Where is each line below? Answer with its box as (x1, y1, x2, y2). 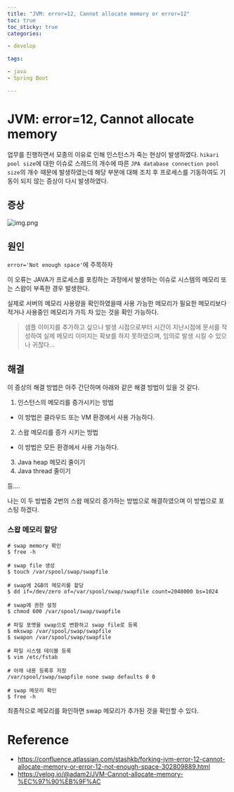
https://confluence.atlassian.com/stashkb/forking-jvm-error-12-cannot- (17, 755, 226, 764)
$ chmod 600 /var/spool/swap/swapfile (7, 608, 121, 615)
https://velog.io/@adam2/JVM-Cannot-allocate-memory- (17, 770, 184, 779)
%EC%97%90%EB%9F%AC (17, 777, 101, 786)
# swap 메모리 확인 (7, 687, 57, 694)
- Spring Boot (7, 75, 49, 82)
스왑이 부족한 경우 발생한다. (14, 284, 90, 293)
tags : (7, 56, 23, 63)
